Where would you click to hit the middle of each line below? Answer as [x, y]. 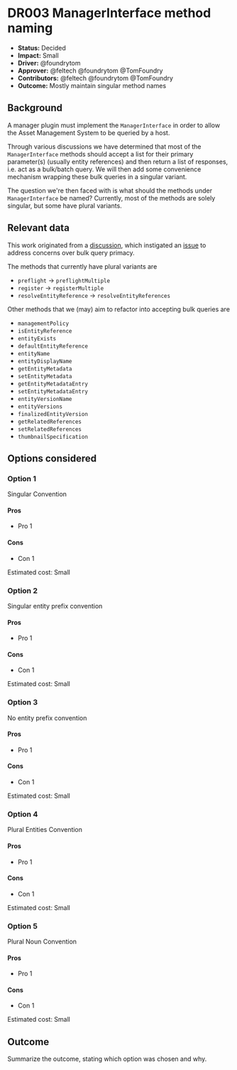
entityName [34, 353]
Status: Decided [42, 48]
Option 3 [22, 702]
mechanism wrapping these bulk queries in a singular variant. [97, 176]
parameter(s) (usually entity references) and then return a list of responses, [118, 161]
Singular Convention [37, 494]
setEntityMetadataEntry [53, 391]
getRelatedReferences [49, 422]
